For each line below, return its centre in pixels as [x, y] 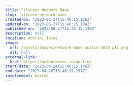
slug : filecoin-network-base [36, 15]
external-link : [21, 57]
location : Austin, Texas [31, 38]
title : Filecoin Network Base [37, 10]
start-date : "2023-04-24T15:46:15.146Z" [49, 66]
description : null [25, 33]
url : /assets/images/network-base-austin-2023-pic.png [69, 48]
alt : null [20, 52]
